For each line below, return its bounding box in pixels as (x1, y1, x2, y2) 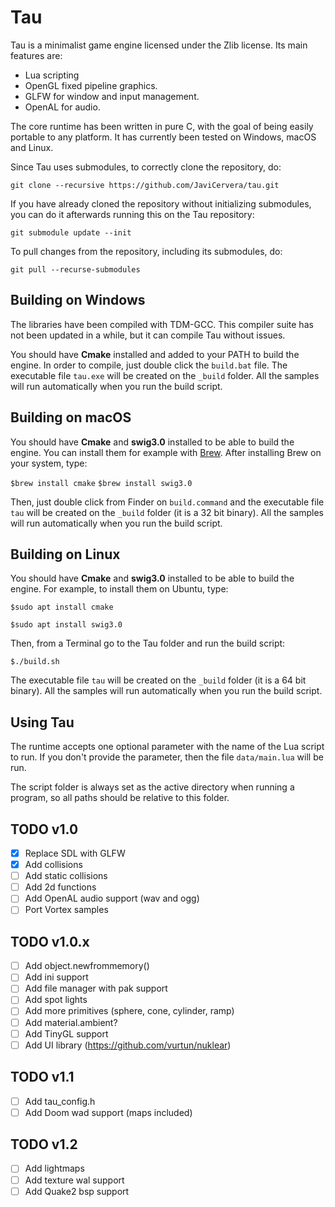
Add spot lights (24, 994, 88, 1006)
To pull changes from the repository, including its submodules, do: (10, 245, 283, 257)
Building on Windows (10, 292, 146, 309)
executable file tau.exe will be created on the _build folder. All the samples (10, 369, 320, 381)
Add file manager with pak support (24, 982, 168, 995)
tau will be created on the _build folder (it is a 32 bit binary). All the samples (10, 506, 324, 518)
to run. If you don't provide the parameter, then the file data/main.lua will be (10, 751, 324, 763)
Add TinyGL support (24, 1027, 109, 1040)
